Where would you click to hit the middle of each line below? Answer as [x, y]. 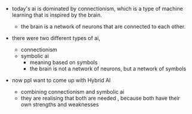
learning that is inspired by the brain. [57, 15]
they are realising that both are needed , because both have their [100, 98]
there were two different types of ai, [56, 38]
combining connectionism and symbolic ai [72, 92]
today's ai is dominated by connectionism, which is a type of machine [97, 9]
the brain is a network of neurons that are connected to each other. [103, 27]
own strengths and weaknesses [60, 104]
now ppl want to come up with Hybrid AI [61, 80]
